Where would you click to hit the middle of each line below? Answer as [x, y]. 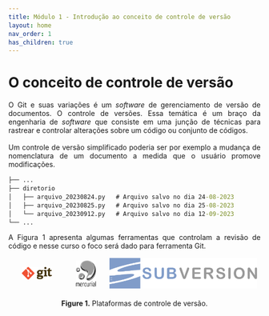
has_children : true [41, 42]
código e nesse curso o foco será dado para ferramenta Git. [107, 246]
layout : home [30, 25]
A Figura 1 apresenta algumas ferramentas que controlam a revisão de [134, 238]
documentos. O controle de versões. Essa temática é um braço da [134, 114]
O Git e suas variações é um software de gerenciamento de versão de [135, 105]
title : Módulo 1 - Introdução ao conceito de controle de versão [119, 17]
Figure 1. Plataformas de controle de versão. [134, 303]
